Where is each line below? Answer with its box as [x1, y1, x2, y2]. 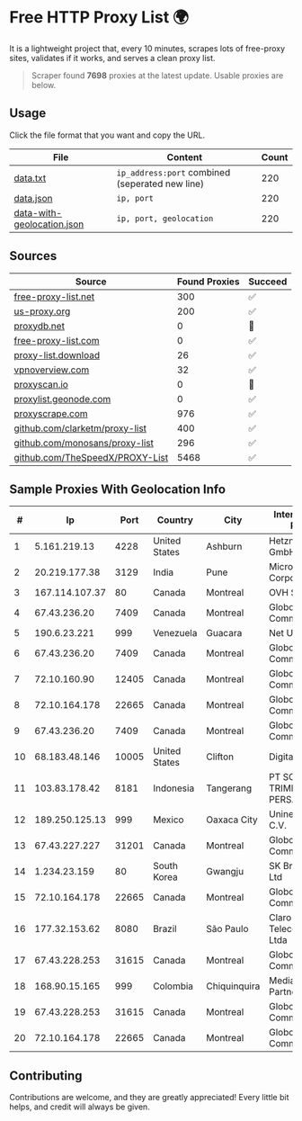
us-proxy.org [13, 305, 71, 318]
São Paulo [206, 923, 249, 936]
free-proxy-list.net [13, 290, 95, 302]
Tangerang [206, 782, 253, 794]
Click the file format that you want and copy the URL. [9, 130, 205, 140]
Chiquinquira [206, 980, 261, 992]
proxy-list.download [13, 348, 101, 361]
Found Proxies [176, 275, 240, 288]
